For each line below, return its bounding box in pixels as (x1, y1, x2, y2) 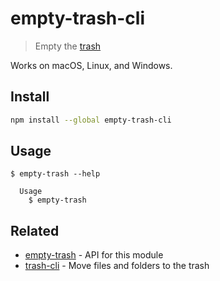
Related (10, 222, 60, 239)
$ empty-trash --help (10, 169, 101, 179)
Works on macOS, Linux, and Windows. (10, 59, 173, 71)
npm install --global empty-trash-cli (10, 115, 172, 125)
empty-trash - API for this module (24, 249, 164, 261)
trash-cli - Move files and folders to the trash (24, 260, 210, 272)
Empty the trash (34, 40, 102, 52)
